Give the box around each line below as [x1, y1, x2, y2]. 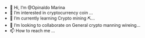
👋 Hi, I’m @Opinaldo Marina [9, 5, 65, 10]
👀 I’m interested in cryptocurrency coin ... [9, 10, 93, 16]
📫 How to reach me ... [9, 28, 55, 34]
